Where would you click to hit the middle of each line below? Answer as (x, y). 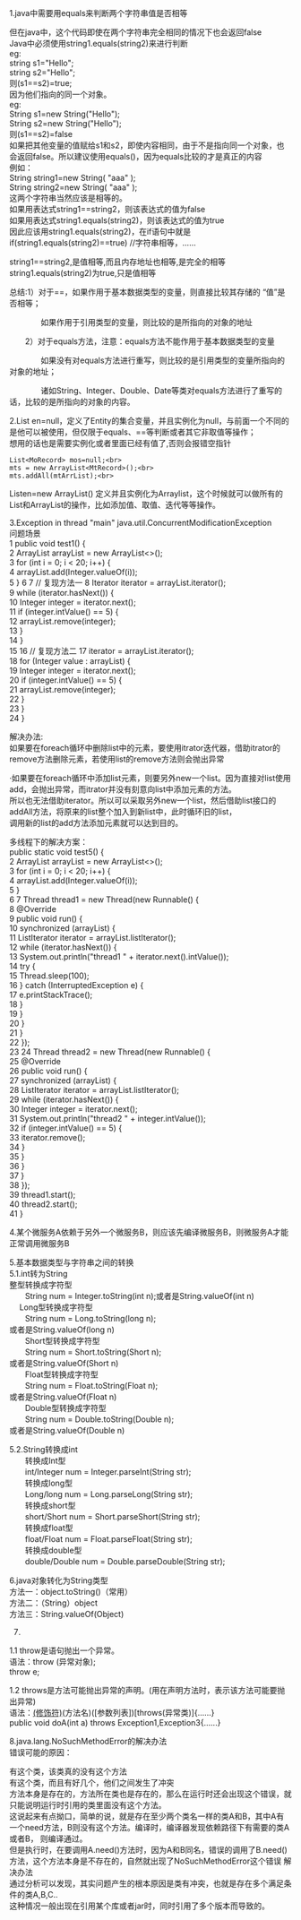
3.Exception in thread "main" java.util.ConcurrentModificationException (141, 523)
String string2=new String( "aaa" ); (73, 187)
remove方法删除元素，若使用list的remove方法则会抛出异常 (117, 759)
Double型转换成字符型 (65, 1408)
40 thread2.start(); (43, 1204)
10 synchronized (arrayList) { (63, 928)
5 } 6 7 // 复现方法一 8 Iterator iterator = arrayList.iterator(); (118, 582)
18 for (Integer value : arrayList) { (70, 661)
